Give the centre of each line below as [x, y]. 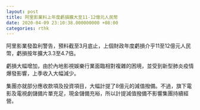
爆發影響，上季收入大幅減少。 [43, 73]
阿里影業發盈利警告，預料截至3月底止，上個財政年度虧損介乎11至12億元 [93, 46]
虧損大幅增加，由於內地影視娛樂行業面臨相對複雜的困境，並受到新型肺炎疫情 [100, 66]
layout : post [22, 12]
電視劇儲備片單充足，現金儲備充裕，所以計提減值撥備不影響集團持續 [100, 93]
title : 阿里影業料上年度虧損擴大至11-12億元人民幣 [62, 17]
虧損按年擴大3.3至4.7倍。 [48, 54]
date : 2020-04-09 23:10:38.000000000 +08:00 [62, 23]
